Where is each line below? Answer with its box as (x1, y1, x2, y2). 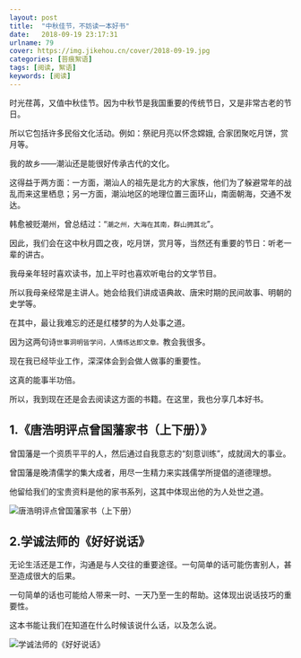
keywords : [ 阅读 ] (9, 72, 72, 81)
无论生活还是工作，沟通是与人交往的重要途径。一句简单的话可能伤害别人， (9, 559, 284, 570)
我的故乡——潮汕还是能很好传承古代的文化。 (9, 158, 175, 169)
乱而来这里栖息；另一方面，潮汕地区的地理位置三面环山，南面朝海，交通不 (9, 188, 284, 198)
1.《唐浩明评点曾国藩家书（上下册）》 (9, 423, 213, 438)
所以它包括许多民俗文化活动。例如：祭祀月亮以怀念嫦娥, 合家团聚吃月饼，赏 (9, 127, 288, 138)
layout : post (9, 13, 58, 22)
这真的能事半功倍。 (9, 374, 81, 385)
